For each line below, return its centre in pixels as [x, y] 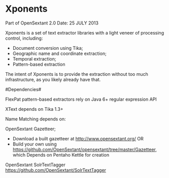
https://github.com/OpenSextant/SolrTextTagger [56, 170]
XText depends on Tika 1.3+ [34, 109]
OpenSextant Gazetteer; [30, 129]
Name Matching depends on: [36, 119]
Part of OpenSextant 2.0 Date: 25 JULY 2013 [52, 23]
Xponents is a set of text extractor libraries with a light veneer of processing [84, 33]
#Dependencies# [23, 89]
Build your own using [35, 144]
